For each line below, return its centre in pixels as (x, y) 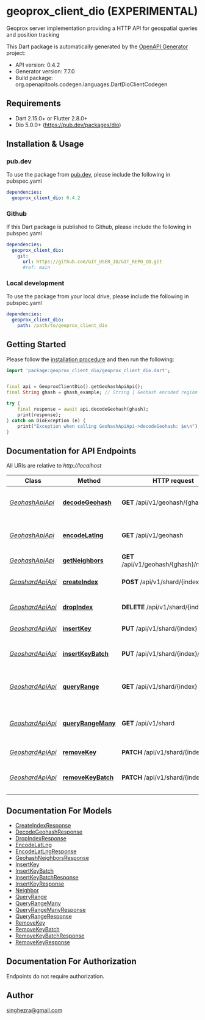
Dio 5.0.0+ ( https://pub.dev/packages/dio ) (68, 125)
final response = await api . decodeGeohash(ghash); (83, 409)
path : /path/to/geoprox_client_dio (63, 325)
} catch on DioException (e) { (46, 420)
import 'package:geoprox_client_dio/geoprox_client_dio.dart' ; (88, 370)
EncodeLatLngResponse (46, 851)
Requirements (34, 104)
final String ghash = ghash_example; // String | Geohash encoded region (102, 392)
